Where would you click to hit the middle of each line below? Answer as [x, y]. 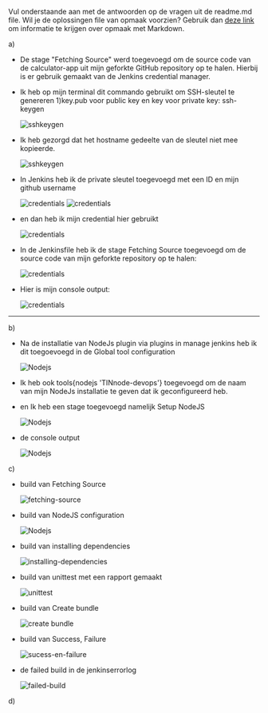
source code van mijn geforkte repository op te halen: [108, 258]
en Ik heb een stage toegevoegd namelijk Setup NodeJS [112, 406]
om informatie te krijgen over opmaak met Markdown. [97, 28]
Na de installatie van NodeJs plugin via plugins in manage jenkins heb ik [138, 343]
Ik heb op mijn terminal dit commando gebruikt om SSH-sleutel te [127, 92]
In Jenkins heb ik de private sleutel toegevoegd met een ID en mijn [129, 179]
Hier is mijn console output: [65, 289]
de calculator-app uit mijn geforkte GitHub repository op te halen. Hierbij [139, 68]
